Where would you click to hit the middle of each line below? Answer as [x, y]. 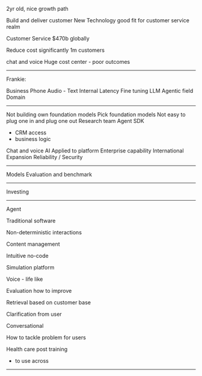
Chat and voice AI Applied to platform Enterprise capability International [95, 151]
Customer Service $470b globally [48, 38]
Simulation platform [30, 267]
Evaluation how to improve [39, 291]
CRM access [31, 133]
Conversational [25, 326]
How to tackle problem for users [46, 337]
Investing [17, 192]
